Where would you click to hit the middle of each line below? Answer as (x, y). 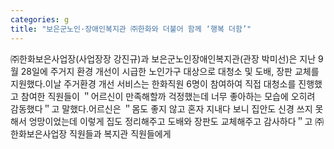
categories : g (40, 19)
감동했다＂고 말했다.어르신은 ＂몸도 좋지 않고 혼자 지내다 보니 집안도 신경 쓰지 (161, 108)
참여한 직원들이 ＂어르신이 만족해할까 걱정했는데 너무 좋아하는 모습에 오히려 (168, 96)
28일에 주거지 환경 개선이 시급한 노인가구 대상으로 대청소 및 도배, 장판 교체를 (170, 71)
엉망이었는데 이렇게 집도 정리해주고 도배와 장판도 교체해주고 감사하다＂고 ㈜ (176, 121)
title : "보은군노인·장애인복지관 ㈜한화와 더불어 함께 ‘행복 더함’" (131, 29)
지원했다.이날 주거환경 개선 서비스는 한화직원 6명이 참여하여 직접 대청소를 (153, 83)
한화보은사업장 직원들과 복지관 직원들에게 (91, 133)
